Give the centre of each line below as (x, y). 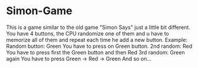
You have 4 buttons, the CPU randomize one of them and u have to (88, 33)
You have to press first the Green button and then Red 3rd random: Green (95, 52)
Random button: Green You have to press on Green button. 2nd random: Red (99, 46)
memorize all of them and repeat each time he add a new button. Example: (97, 40)
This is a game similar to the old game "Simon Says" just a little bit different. (98, 27)
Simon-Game (39, 11)
